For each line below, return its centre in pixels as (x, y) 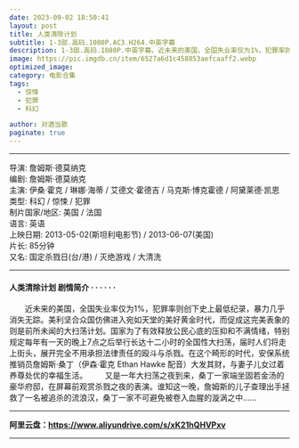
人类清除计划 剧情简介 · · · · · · (63, 287)
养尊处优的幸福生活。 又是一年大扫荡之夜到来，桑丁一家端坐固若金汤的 (147, 376)
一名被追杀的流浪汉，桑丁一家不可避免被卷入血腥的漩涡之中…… (141, 398)
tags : (19, 84)
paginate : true (37, 133)
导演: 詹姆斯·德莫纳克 (48, 167)
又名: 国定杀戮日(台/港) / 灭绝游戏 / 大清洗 (85, 257)
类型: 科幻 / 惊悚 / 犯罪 (50, 201)
